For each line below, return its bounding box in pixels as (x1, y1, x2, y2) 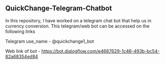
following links (5, 28, 36, 35)
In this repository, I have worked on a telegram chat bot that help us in (5, 17, 151, 23)
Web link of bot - (5, 48, 41, 54)
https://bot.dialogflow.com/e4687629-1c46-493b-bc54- (41, 48, 160, 54)
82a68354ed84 (5, 53, 38, 59)
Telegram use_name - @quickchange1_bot (5, 38, 94, 44)
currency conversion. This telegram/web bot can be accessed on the (5, 23, 150, 29)
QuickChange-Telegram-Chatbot (5, 4, 112, 13)
